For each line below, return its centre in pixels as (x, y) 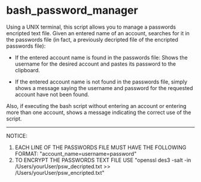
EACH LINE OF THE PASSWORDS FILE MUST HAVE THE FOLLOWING (100, 147)
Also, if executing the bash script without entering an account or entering (96, 106)
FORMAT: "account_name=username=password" (76, 153)
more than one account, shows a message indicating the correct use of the (99, 112)
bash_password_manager (72, 10)
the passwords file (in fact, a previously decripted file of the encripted (92, 39)
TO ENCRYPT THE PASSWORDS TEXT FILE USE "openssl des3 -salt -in (103, 160)
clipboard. (27, 70)
